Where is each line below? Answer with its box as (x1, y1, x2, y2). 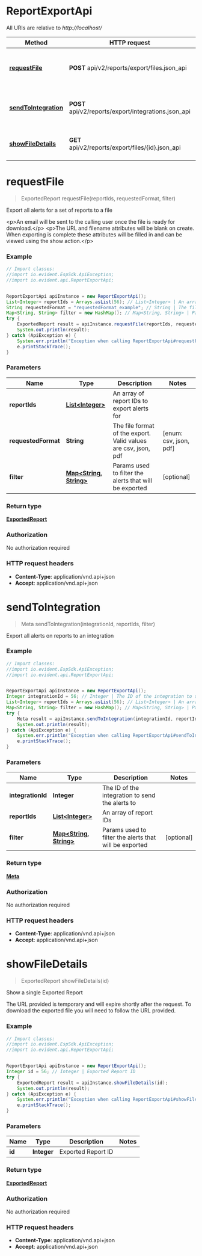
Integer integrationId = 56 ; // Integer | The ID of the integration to (6, 694, 192, 700)
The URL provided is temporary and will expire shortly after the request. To (6, 1000, 191, 1008)
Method (25, 38, 48, 46)
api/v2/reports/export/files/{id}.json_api (69, 143, 182, 152)
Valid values (112, 436, 147, 445)
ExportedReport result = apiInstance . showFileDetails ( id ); (17, 1080, 168, 1086)
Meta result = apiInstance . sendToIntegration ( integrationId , (17, 716, 173, 722)
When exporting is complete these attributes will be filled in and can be (6, 230, 182, 238)
